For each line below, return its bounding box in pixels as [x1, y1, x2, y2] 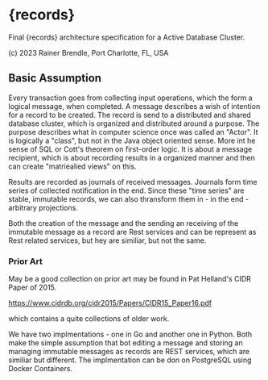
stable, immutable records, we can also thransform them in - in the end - [8, 194, 249, 203]
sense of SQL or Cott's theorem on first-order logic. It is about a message [8, 144, 253, 154]
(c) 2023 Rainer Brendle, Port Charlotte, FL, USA [8, 48, 169, 57]
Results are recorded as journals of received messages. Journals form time [8, 177, 258, 186]
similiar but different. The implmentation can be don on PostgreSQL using [8, 355, 252, 365]
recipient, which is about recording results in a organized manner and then [8, 152, 255, 162]
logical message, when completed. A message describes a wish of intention [8, 101, 261, 111]
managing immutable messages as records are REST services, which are [8, 347, 250, 357]
